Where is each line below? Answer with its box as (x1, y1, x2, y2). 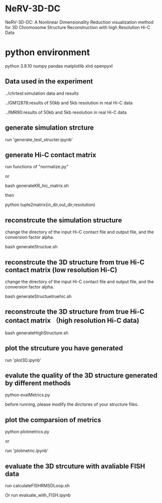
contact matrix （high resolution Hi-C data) (5, 317, 139, 325)
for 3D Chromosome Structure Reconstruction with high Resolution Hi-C (5, 24, 151, 30)
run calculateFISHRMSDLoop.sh (5, 483, 70, 488)
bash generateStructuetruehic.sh (5, 293, 72, 299)
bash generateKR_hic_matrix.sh (5, 183, 69, 189)
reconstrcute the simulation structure (5, 216, 122, 224)
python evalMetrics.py (5, 392, 50, 398)
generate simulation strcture (5, 124, 94, 132)
